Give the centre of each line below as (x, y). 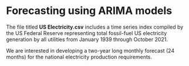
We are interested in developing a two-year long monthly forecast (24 (90, 50)
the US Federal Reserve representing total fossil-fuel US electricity (87, 33)
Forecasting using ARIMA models (89, 11)
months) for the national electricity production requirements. (79, 57)
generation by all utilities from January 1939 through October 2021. (87, 39)
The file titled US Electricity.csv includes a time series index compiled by (95, 27)
